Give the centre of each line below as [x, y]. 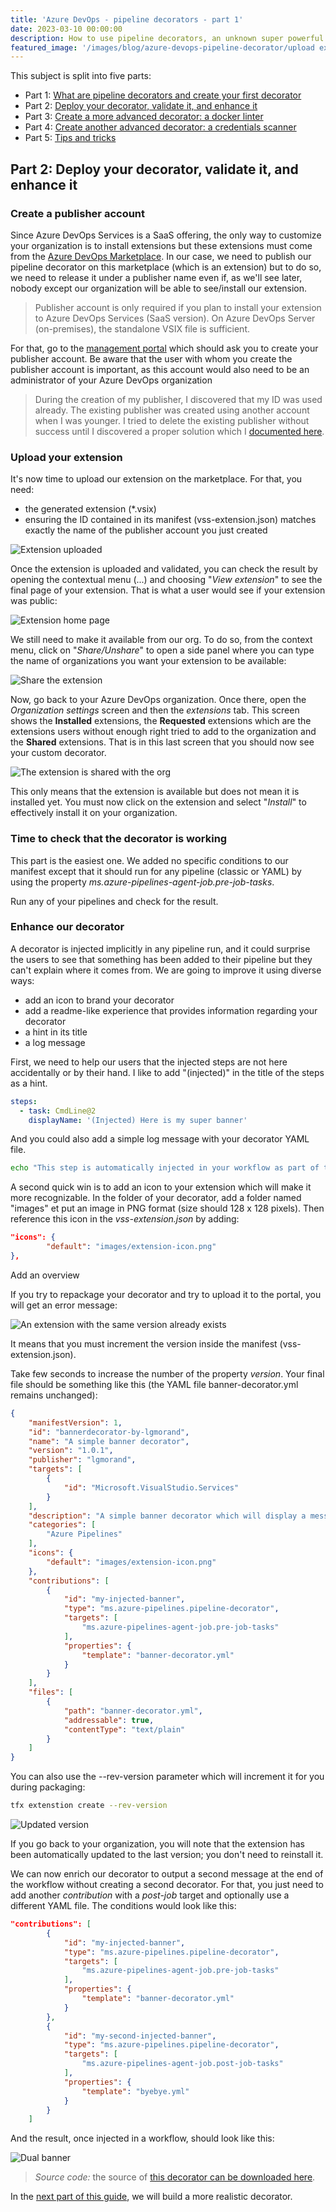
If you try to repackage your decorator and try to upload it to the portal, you [166, 1294]
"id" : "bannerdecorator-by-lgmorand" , [109, 1432]
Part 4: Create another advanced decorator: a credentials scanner [160, 127]
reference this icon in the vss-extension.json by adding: [125, 1219]
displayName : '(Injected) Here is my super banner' [138, 1120]
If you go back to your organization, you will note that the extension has [157, 1844]
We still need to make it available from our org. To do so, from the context [161, 640]
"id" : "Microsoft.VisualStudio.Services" [151, 1487]
